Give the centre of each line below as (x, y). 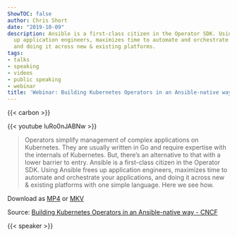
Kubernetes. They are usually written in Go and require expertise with (126, 147)
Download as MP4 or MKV (46, 199)
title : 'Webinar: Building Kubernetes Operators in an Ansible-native (113, 92)
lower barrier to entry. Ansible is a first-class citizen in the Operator (122, 162)
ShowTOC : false (30, 14)
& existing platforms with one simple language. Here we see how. (119, 185)
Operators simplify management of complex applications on (111, 140)
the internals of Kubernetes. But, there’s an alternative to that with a (122, 155)
